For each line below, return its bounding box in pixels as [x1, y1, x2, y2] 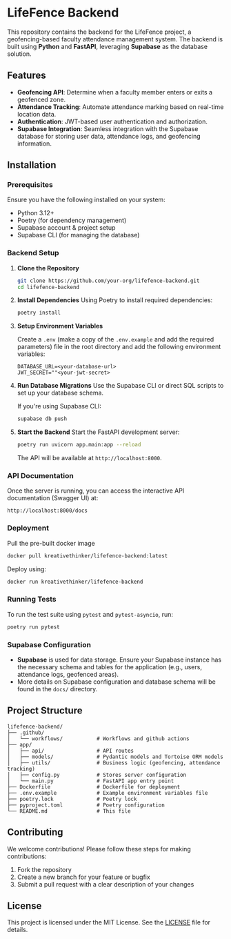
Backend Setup [7, 248, 60, 258]
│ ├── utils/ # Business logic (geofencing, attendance [7, 759, 221, 767]
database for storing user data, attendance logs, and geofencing [17, 132, 201, 140]
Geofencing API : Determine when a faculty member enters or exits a [17, 88, 212, 96]
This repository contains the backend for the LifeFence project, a [7, 28, 192, 36]
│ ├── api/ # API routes [7, 747, 134, 754]
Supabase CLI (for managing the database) [17, 231, 140, 239]
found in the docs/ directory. [17, 684, 98, 693]
